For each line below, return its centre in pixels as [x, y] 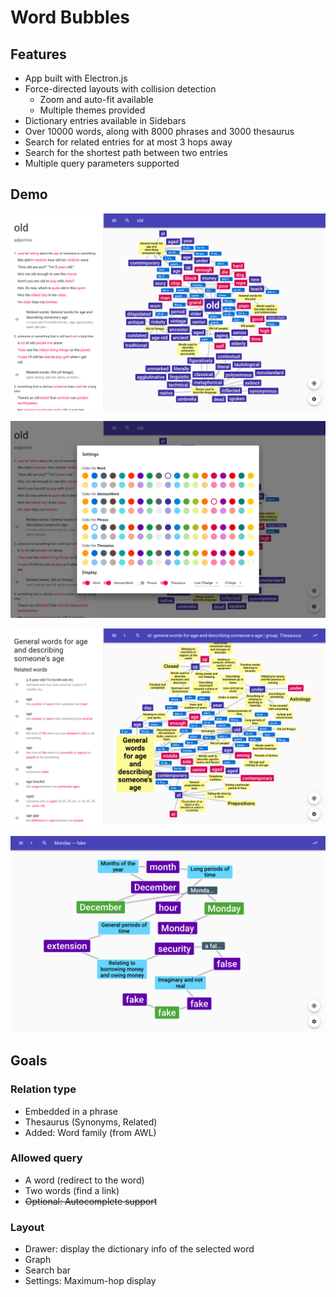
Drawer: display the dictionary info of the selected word [139, 1249]
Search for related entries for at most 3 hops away [128, 142]
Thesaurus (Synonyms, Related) [91, 1122]
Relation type [43, 1089]
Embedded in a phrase [71, 1111]
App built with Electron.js [76, 78]
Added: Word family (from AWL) [90, 1132]
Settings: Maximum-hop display [90, 1281]
